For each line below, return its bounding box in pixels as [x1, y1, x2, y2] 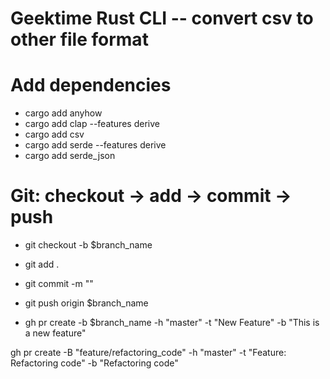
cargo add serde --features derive [24, 139, 167, 151]
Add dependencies [10, 74, 172, 97]
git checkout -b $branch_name [24, 239, 153, 251]
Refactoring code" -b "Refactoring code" [10, 357, 179, 369]
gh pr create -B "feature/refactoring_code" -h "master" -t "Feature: [10, 347, 287, 359]
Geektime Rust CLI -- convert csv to [10, 7, 314, 30]
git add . [24, 258, 60, 271]
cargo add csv [24, 128, 85, 141]
